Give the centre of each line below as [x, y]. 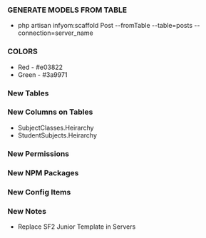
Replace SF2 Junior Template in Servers [77, 227]
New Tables [28, 93]
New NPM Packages [43, 172]
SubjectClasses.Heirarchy [56, 128]
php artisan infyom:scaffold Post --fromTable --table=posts [105, 26]
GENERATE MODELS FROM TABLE [67, 10]
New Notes [27, 211]
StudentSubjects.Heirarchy [57, 135]
